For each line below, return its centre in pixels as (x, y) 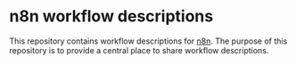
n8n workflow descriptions (111, 16)
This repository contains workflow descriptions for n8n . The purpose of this (148, 41)
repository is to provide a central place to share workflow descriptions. (139, 50)
